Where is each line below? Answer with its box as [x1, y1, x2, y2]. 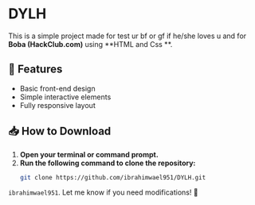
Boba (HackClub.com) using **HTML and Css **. [8, 39, 173, 48]
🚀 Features [8, 63, 63, 76]
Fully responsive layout [19, 100, 96, 110]
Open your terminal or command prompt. [19, 149, 159, 159]
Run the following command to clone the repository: [19, 158, 196, 168]
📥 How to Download [8, 125, 112, 138]
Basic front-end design [19, 83, 96, 93]
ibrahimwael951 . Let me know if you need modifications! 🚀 [8, 188, 198, 197]
